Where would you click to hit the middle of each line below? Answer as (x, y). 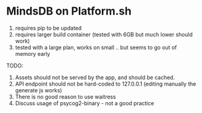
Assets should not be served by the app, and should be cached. (95, 77)
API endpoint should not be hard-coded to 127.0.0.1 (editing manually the (106, 84)
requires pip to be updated (48, 28)
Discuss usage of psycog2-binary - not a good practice (85, 103)
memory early (32, 53)
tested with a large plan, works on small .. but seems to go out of (96, 47)
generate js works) (39, 90)
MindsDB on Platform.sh (69, 11)
